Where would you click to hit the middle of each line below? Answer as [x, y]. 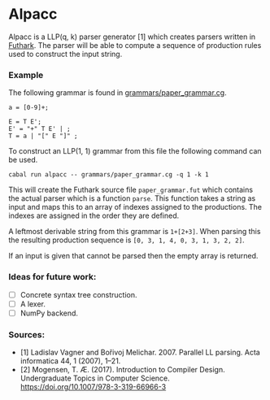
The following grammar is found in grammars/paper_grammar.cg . [118, 93]
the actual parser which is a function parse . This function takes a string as [132, 198]
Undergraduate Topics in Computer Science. [95, 378]
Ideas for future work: [52, 277]
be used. [23, 160]
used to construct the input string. [65, 54]
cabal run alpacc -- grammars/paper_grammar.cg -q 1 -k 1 [109, 175]
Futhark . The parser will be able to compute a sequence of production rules [135, 45]
